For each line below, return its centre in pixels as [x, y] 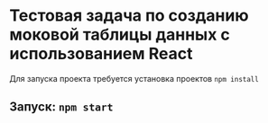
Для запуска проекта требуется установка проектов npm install [134, 78]
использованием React [101, 54]
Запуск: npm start [61, 107]
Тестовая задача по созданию [129, 16]
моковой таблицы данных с [120, 35]
